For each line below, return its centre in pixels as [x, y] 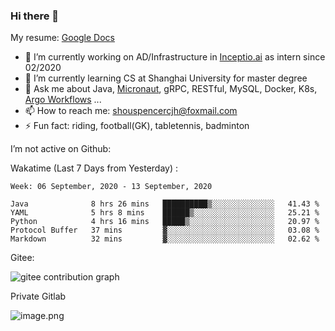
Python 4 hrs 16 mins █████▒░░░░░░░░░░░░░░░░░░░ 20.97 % [165, 222]
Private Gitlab [38, 296]
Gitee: [22, 258]
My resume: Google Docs [62, 38]
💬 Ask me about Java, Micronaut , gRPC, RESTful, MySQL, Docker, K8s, [171, 89]
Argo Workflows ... [63, 100]
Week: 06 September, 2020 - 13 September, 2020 [111, 187]
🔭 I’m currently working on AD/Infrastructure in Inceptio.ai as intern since [175, 57]
